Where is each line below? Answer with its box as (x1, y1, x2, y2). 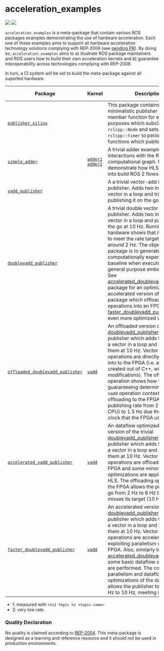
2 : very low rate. (12, 607, 45, 612)
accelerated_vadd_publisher (7, 459, 73, 465)
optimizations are (107, 471, 147, 477)
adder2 (87, 161, 102, 167)
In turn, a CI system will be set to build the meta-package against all (5, 70, 142, 76)
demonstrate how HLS (107, 164, 159, 171)
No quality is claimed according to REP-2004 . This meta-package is (5, 630, 142, 636)
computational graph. (107, 158, 157, 165)
